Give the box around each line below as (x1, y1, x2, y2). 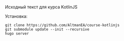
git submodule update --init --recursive (5, 27, 90, 32)
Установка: (5, 14, 28, 19)
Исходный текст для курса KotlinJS (5, 4, 78, 10)
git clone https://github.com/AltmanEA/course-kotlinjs (5, 23, 120, 27)
